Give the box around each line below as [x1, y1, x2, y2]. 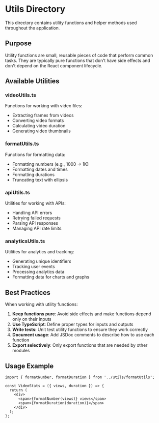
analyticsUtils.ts [5, 238, 45, 244]
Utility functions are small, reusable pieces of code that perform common [5, 52, 153, 58]
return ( [9, 388, 27, 393]
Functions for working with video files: [5, 103, 82, 109]
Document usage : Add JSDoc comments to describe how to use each [12, 332, 155, 338]
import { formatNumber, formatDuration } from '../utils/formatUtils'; [5, 375, 155, 380]
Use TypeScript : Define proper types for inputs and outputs [12, 321, 133, 328]
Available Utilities [5, 77, 60, 86]
